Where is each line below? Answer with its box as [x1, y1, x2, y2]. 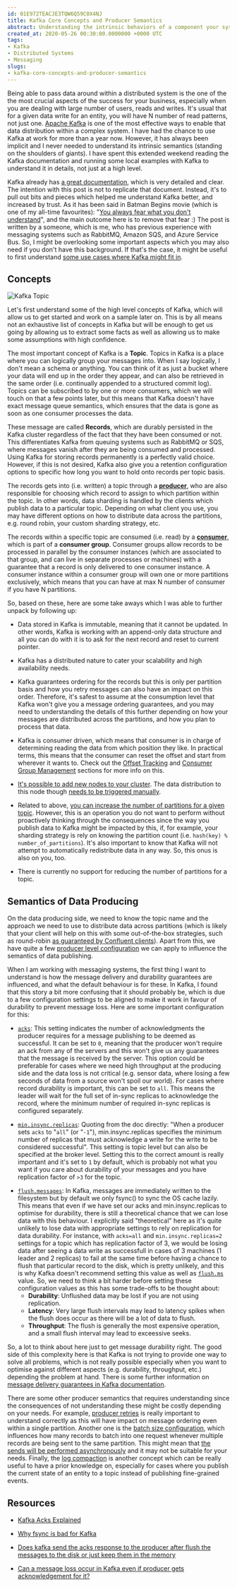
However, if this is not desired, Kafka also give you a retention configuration [7, 460, 228, 469]
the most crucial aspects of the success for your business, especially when [7, 96, 226, 105]
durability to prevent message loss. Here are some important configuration [7, 1003, 224, 1011]
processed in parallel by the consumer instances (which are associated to [7, 548, 222, 557]
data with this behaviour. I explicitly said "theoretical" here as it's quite [17, 1216, 222, 1225]
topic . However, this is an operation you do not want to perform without [17, 809, 225, 817]
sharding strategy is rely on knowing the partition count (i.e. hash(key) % [17, 831, 228, 840]
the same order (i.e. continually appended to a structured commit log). [7, 379, 212, 388]
